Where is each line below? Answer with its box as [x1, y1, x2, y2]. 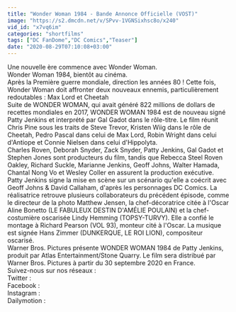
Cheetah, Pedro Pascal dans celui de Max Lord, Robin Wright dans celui [7, 130, 218, 139]
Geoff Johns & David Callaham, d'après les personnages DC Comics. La [7, 184, 218, 191]
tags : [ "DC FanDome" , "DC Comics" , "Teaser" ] [7, 37, 138, 44]
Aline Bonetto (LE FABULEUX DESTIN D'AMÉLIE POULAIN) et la [7, 206, 192, 214]
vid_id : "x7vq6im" [7, 23, 62, 30]
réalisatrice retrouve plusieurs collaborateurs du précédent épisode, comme [7, 191, 230, 199]
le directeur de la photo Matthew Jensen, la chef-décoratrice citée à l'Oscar [7, 199, 229, 206]
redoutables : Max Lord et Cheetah [7, 93, 109, 101]
